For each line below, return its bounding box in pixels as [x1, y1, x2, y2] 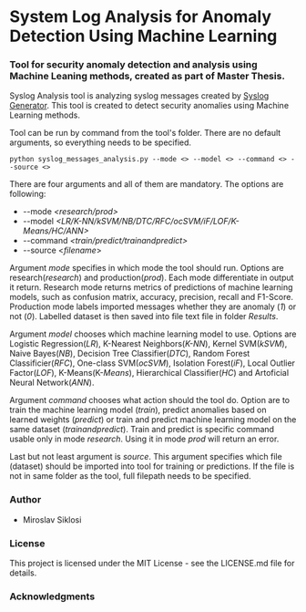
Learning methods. [9, 109, 80, 120]
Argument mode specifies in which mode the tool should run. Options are [9, 263, 284, 274]
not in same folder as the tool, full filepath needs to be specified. [9, 471, 252, 482]
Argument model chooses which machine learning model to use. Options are [9, 328, 297, 339]
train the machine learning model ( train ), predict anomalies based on [9, 404, 267, 416]
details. [9, 567, 37, 578]
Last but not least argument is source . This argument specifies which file [9, 451, 282, 462]
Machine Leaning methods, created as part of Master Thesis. [9, 70, 285, 83]
